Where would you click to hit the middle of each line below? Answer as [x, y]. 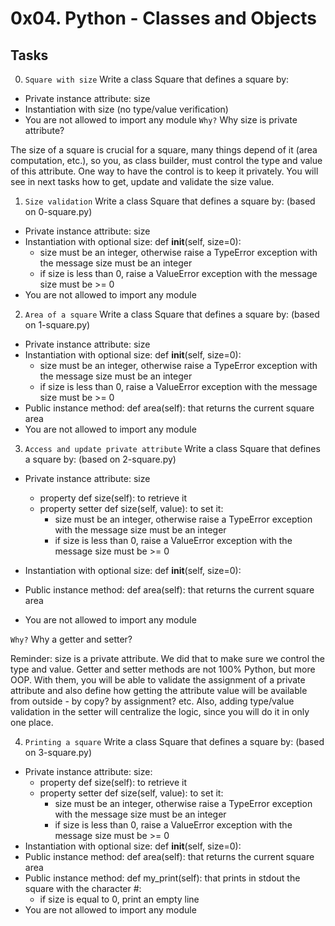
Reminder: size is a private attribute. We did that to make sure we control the [168, 658]
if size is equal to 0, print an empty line [119, 899]
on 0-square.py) [58, 211]
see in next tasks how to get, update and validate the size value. [142, 181]
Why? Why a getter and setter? [71, 639]
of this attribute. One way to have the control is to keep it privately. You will [164, 171]
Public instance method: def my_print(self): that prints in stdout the [162, 878]
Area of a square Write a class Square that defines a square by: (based [172, 314]
